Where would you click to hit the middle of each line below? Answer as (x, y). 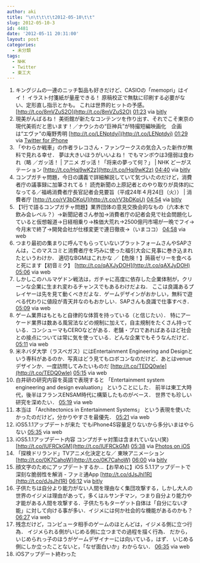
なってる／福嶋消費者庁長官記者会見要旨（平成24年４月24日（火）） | (100, 192)
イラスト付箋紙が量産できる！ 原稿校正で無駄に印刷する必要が (104, 98)
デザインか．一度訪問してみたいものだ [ (64, 366)
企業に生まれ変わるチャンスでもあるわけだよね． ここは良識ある (110, 287)
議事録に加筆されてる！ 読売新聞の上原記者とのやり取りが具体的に (113, 184)
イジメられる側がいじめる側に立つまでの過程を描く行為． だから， (109, 532)
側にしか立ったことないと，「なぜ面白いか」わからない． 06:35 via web (102, 547)
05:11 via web (32, 344)
